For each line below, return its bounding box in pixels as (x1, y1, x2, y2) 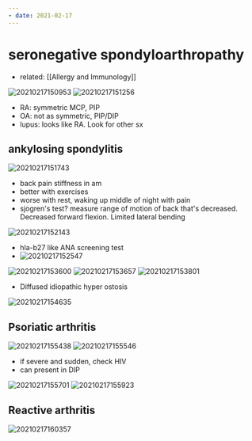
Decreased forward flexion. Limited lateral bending (19, 212, 186, 222)
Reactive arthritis (8, 403, 96, 416)
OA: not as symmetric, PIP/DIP (19, 111, 119, 120)
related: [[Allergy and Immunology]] (19, 72, 136, 82)
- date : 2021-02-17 (8, 11, 73, 20)
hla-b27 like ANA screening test (19, 243, 124, 253)
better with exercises (19, 187, 89, 196)
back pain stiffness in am (19, 179, 102, 188)
